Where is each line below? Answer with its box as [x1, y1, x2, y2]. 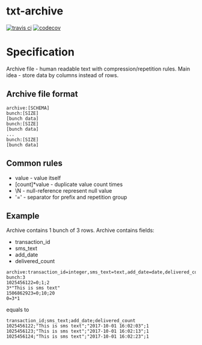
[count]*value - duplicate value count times [14, 181, 123, 188]
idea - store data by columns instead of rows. [6, 71, 119, 79]
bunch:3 [6, 275, 26, 281]
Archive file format [6, 89, 78, 99]
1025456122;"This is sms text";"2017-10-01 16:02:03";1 [6, 323, 149, 329]
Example [6, 211, 40, 221]
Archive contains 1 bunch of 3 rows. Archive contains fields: [6, 227, 155, 234]
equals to [6, 306, 29, 314]
